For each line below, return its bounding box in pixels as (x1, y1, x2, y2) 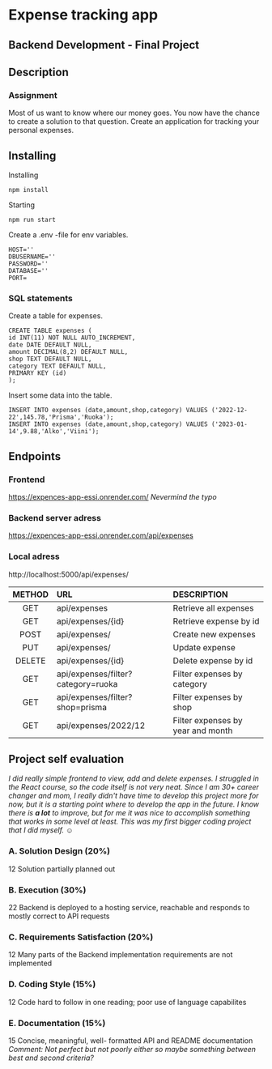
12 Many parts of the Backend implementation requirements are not (8, 950, 233, 960)
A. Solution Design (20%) (8, 845, 111, 857)
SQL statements (8, 293, 73, 304)
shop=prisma (56, 701, 108, 713)
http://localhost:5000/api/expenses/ (8, 569, 130, 579)
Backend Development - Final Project (8, 38, 200, 52)
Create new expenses (172, 628, 257, 640)
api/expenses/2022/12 (56, 719, 146, 730)
